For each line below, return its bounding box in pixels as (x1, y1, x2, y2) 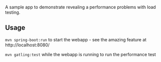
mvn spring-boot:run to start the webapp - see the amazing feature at (5, 36, 147, 42)
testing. (5, 9, 21, 15)
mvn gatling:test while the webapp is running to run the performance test (5, 51, 156, 57)
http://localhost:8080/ (5, 42, 50, 48)
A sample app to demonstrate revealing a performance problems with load (5, 4, 156, 10)
